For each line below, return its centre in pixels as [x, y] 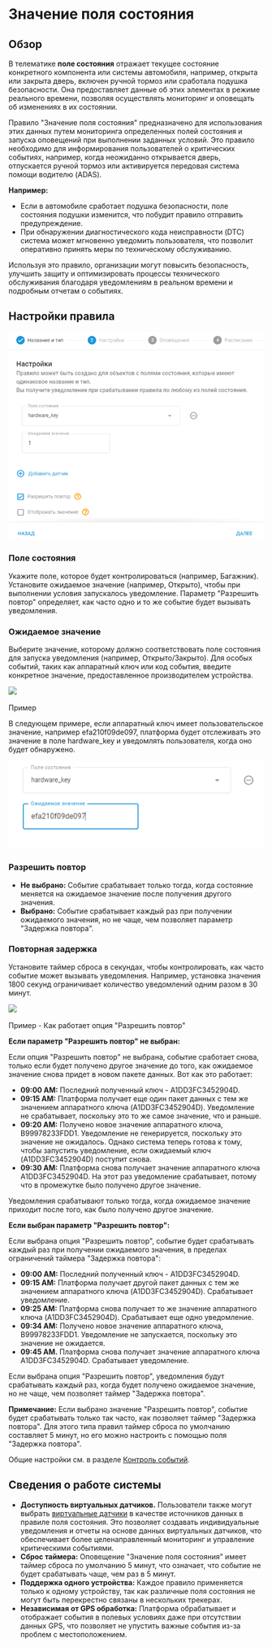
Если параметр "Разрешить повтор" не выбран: [94, 1041]
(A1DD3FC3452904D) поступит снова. [86, 1159]
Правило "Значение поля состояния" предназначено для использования [135, 122]
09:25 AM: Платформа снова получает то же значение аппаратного [138, 1308]
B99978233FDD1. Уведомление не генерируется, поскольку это [131, 1133]
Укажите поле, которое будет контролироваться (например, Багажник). [134, 576]
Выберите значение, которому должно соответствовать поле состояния [135, 649]
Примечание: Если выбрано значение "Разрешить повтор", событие [128, 1409]
